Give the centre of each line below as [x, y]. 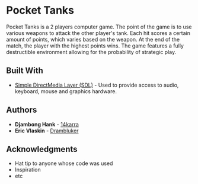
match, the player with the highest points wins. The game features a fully [95, 46]
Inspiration [28, 170]
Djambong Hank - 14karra [47, 124]
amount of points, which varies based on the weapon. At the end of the [93, 39]
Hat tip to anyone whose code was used [64, 163]
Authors [22, 110]
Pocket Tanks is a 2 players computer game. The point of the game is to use [99, 27]
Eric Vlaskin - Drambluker [47, 131]
